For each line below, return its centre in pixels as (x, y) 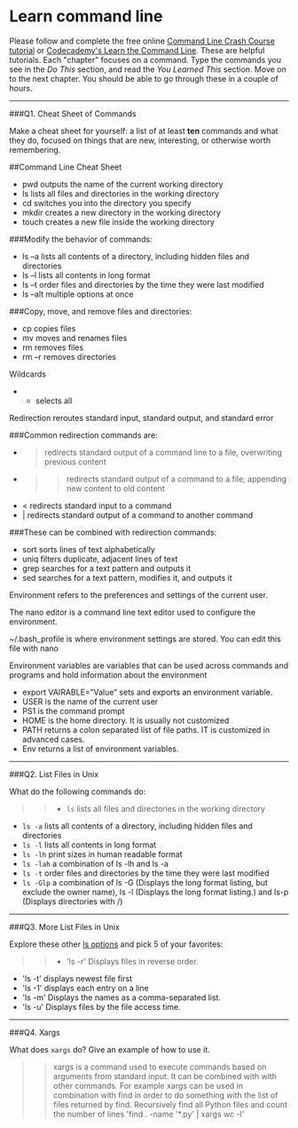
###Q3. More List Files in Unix (64, 926)
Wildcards (28, 374)
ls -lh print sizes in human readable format (102, 854)
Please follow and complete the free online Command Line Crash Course (142, 41)
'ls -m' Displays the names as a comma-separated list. (122, 997)
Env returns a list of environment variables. (100, 749)
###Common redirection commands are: (83, 435)
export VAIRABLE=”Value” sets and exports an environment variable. (147, 692)
